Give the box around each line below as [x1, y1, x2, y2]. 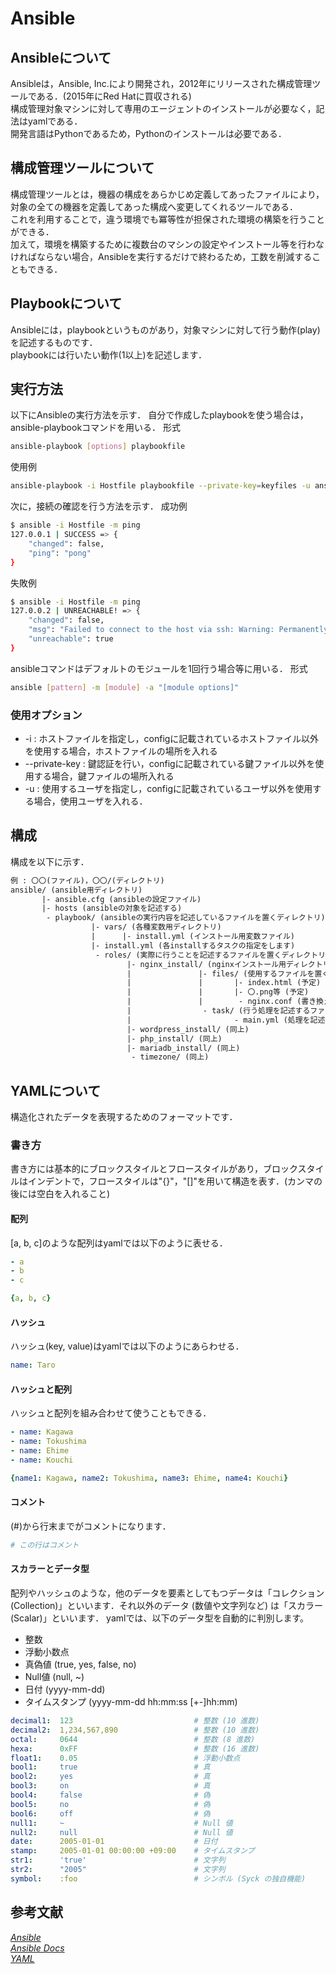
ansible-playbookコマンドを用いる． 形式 [10, 422, 182, 434]
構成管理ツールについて [10, 160, 155, 177]
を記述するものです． [10, 336, 98, 348]
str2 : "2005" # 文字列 [10, 1865, 226, 1875]
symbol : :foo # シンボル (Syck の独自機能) [10, 1873, 307, 1884]
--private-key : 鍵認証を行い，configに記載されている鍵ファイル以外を [24, 757, 316, 769]
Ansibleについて [10, 49, 112, 66]
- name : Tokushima [10, 1437, 87, 1447]
